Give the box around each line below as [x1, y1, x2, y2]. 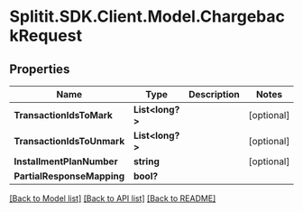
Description [188, 88, 241, 100]
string [133, 155, 160, 168]
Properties [9, 61, 70, 77]
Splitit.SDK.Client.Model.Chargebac [9, 6, 286, 27]
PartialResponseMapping [14, 170, 125, 182]
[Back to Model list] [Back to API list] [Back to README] [9, 193, 216, 204]
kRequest [9, 25, 83, 46]
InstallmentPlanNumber [14, 155, 119, 168]
